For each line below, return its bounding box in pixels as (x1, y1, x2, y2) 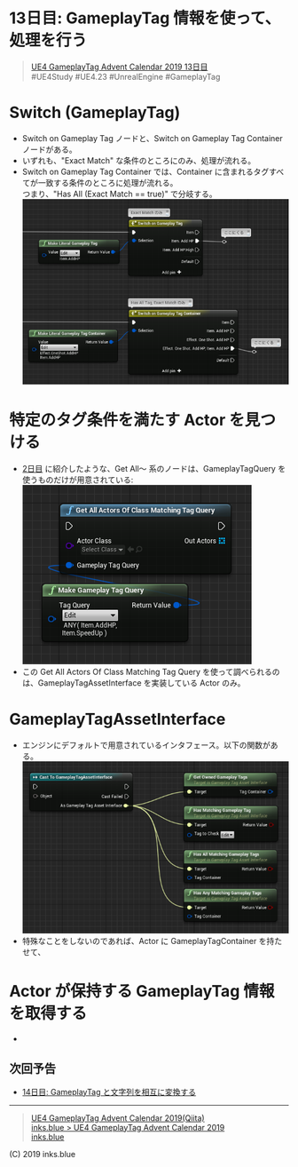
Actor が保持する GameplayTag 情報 (9, 980, 275, 1001)
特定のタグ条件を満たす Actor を (9, 410, 246, 431)
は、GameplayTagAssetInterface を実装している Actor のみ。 (21, 677, 246, 688)
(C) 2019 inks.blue (9, 1148, 76, 1159)
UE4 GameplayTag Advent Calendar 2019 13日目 (30, 61, 208, 72)
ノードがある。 (21, 144, 77, 155)
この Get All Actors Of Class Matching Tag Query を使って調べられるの (21, 666, 280, 677)
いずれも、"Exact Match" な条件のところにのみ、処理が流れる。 (21, 155, 256, 165)
